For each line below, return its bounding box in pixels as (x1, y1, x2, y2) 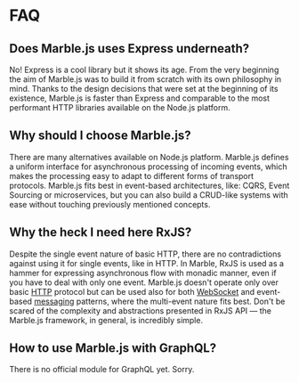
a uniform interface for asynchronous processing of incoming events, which (9, 161, 287, 172)
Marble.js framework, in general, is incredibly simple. (9, 314, 203, 325)
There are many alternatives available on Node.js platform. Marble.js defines (9, 151, 289, 162)
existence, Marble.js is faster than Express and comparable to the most (9, 93, 270, 103)
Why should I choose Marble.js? (9, 128, 191, 143)
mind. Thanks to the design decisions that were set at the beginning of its (9, 84, 279, 94)
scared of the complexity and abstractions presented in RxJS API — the (9, 305, 271, 316)
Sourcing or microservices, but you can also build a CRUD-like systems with (9, 189, 289, 200)
